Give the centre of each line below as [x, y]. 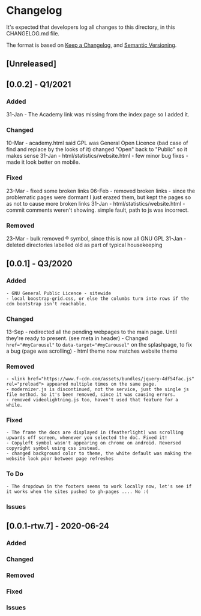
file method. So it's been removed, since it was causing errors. [91, 395]
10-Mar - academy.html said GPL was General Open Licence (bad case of [97, 143]
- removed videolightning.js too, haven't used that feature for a [92, 400]
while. [14, 405]
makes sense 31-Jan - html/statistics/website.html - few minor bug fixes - [97, 156]
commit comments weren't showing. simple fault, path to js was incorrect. [97, 210]
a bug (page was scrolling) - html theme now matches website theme [92, 351]
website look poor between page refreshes [60, 459]
